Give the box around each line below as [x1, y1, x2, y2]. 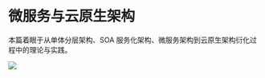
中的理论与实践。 [14, 45, 72, 54]
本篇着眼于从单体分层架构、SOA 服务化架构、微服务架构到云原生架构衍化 [8, 35, 251, 45]
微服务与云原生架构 [8, 7, 136, 25]
